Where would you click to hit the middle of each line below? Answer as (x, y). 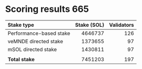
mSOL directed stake (32, 49)
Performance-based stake (39, 33)
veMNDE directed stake (35, 41)
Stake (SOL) (89, 25)
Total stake (21, 59)
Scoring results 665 (47, 9)
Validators (121, 25)
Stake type (21, 25)
